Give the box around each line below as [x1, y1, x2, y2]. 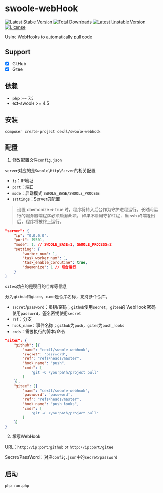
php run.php [5, 483, 29, 488]
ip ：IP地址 [12, 178, 33, 184]
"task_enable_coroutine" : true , [22, 260, 88, 265]
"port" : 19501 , [14, 237, 45, 243]
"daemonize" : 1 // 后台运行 [22, 265, 76, 270]
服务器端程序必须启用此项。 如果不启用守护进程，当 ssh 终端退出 [25, 213, 155, 218]
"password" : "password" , [22, 393, 73, 397]
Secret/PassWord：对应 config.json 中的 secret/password [5, 454, 118, 460]
